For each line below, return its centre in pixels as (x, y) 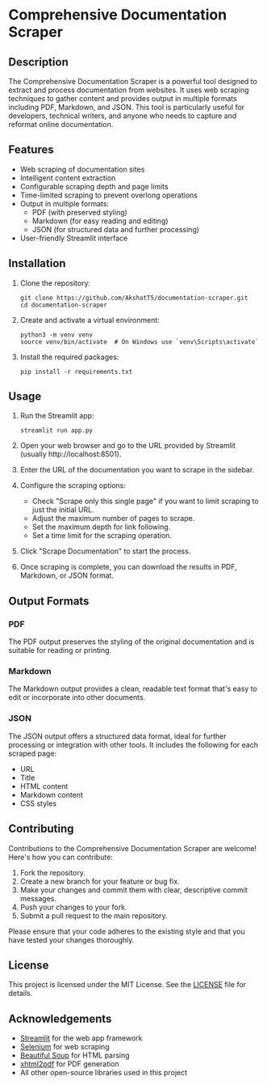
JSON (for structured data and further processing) (116, 229)
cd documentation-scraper (63, 305)
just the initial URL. (63, 510)
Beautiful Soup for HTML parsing (75, 1055)
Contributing (41, 829)
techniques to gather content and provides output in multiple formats (123, 98)
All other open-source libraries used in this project (104, 1073)
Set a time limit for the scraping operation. (102, 536)
